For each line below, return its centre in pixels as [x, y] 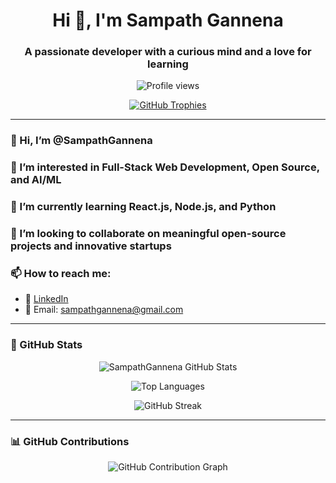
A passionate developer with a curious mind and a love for [168, 52]
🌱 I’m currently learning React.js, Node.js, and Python [143, 207]
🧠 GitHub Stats [46, 345]
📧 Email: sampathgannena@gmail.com [104, 310]
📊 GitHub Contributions [70, 441]
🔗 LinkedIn [46, 299]
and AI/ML [36, 180]
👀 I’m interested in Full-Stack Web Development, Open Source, [165, 167]
